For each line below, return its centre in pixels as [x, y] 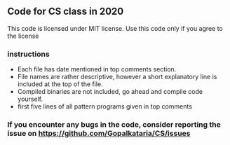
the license [23, 36]
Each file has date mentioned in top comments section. [97, 69]
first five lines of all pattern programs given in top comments [105, 106]
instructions [29, 54]
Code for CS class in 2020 [66, 12]
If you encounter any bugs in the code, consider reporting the [114, 125]
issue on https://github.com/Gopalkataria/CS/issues [99, 134]
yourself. [30, 99]
